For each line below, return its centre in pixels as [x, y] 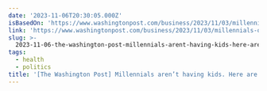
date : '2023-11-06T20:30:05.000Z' [66, 15]
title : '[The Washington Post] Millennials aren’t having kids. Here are [133, 74]
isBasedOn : [26, 23]
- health [30, 60]
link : [17, 30]
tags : [17, 52]
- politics [33, 67]
